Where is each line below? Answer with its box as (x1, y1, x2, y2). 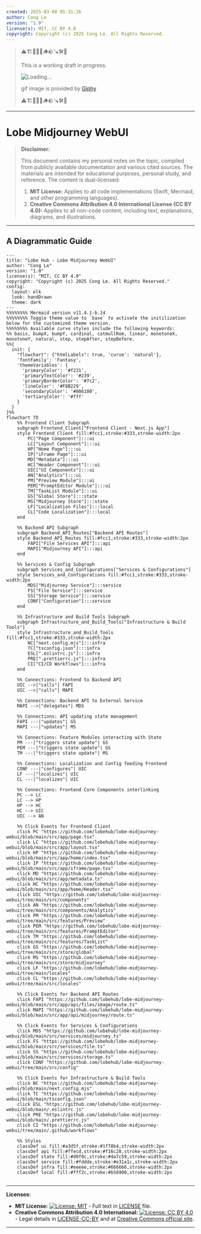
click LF (17, 965, 39, 971)
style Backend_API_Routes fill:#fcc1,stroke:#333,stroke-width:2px (17, 535, 188, 541)
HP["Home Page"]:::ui (28, 446, 82, 452)
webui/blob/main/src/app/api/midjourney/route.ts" (6, 1012, 135, 1018)
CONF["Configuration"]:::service (28, 598, 111, 604)
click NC (17, 1080, 39, 1086)
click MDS (17, 1028, 42, 1034)
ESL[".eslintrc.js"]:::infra (28, 651, 100, 657)
